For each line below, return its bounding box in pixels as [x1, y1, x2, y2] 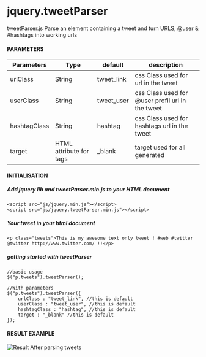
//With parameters [7, 285, 54, 291]
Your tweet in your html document [7, 220, 95, 227]
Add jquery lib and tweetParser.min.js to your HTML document [7, 186, 170, 193]
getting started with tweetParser [7, 253, 92, 261]
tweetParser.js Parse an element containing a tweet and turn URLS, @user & [7, 25, 199, 32]
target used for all [134, 143, 186, 152]
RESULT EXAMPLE [7, 330, 55, 337]
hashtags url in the [134, 121, 188, 130]
